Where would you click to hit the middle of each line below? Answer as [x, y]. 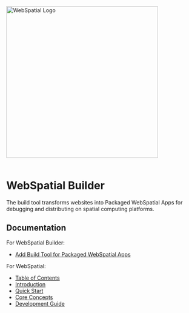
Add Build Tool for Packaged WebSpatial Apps [73, 254]
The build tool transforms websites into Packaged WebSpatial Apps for [94, 202]
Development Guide [40, 303]
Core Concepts [34, 297]
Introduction [30, 284]
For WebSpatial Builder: [36, 243]
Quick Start [29, 291]
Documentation [36, 228]
